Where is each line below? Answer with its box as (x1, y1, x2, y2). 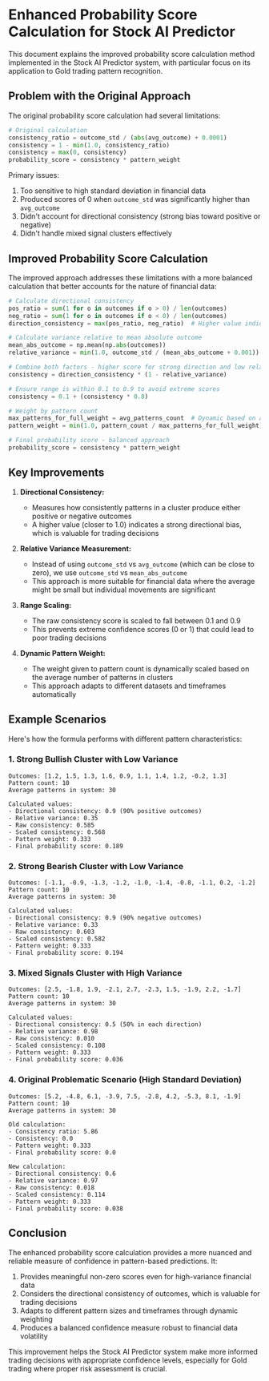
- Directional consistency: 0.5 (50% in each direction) (8, 1021, 203, 1029)
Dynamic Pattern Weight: (19, 648, 106, 658)
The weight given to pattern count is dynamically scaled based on (31, 663, 250, 674)
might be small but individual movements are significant (31, 585, 216, 594)
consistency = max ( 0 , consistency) (8, 148, 127, 157)
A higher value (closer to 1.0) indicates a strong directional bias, (31, 519, 242, 529)
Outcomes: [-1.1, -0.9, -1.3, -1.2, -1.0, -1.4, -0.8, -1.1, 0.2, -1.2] (8, 879, 256, 887)
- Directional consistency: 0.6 (8, 1170, 116, 1178)
